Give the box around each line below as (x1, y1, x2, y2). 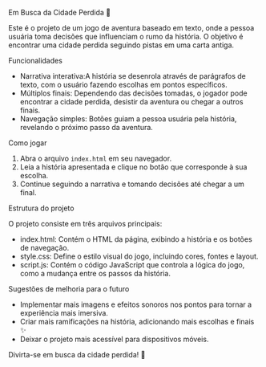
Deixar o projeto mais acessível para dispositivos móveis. (19, 334, 209, 344)
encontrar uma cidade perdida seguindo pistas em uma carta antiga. (8, 40, 235, 50)
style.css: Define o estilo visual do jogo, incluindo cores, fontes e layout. (19, 251, 259, 261)
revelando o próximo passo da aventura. (19, 123, 154, 132)
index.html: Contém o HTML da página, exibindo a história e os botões (19, 234, 252, 244)
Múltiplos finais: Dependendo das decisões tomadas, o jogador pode (19, 88, 248, 98)
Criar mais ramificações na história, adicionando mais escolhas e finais (19, 317, 255, 326)
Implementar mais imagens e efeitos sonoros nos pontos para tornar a (19, 300, 252, 309)
